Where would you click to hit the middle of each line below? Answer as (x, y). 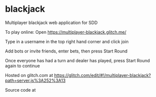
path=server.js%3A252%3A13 (35, 80)
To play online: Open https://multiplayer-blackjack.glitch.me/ (66, 32)
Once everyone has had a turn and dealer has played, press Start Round (78, 60)
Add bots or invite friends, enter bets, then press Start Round (66, 51)
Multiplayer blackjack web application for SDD (51, 23)
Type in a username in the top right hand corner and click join (67, 41)
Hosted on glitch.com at (29, 75)
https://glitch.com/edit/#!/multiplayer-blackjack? (103, 75)
